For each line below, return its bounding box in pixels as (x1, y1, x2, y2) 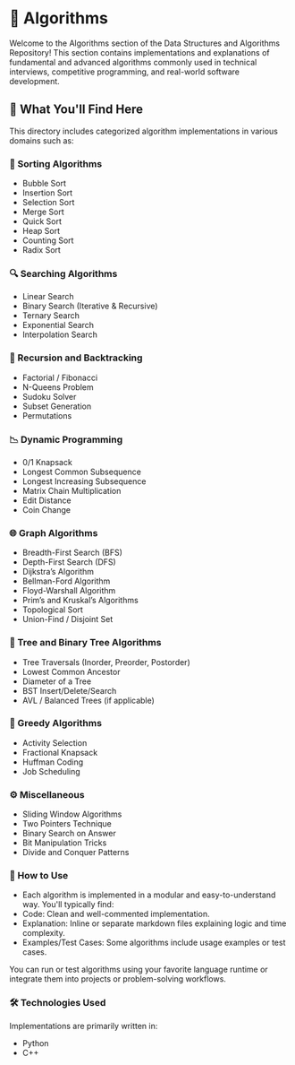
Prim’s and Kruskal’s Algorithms (21, 595, 139, 606)
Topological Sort (21, 604, 83, 615)
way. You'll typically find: (21, 899, 114, 910)
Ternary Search (21, 310, 80, 321)
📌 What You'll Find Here (9, 102, 143, 117)
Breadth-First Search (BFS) (21, 547, 123, 558)
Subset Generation (21, 401, 92, 411)
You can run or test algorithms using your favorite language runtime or (9, 964, 268, 975)
